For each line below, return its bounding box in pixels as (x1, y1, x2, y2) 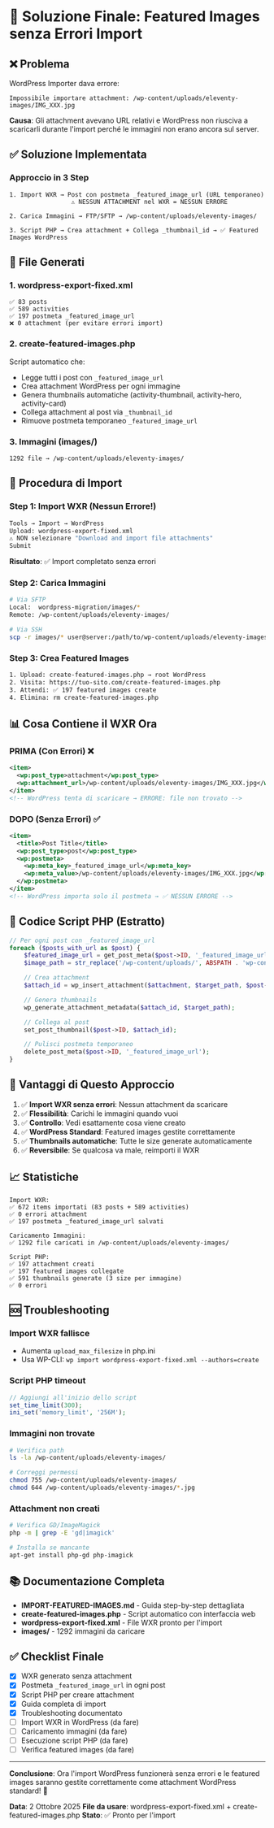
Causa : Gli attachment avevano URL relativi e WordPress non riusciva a (9, 115, 249, 125)
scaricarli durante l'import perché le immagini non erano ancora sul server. (9, 124, 259, 133)
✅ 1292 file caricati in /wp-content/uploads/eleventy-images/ (9, 1239, 230, 1247)
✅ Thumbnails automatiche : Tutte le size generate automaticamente (20, 1135, 253, 1145)
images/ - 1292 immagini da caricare (20, 1626, 146, 1636)
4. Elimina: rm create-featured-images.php (9, 693, 159, 701)
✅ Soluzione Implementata (9, 148, 147, 162)
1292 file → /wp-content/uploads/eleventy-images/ (9, 454, 185, 462)
